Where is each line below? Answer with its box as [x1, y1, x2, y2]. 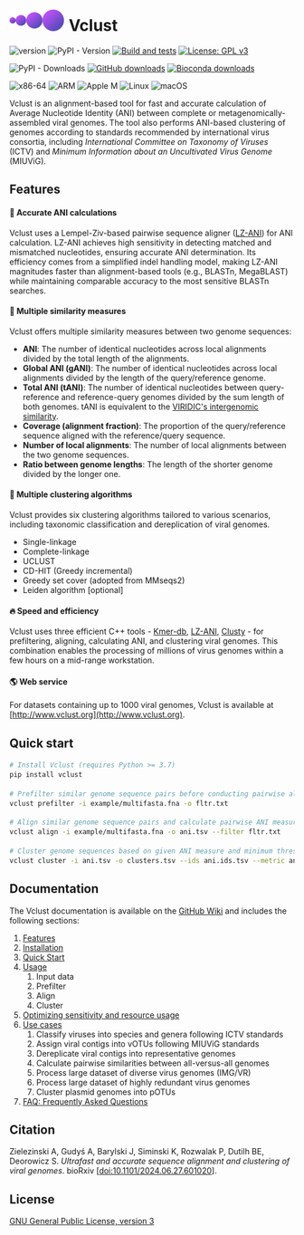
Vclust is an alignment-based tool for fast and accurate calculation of [9, 98, 267, 109]
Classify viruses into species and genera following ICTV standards [35, 1029, 284, 1039]
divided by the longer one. [22, 468, 121, 479]
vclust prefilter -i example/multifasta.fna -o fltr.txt [9, 799, 229, 808]
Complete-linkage [22, 546, 90, 557]
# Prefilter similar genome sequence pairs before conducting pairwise [9, 789, 285, 799]
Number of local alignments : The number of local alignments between [22, 439, 287, 450]
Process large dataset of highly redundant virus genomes [35, 1077, 251, 1087]
